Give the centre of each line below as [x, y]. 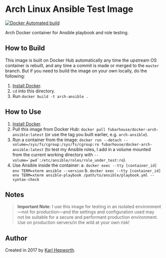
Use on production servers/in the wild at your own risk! [73, 223]
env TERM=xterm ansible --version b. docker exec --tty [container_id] [86, 171]
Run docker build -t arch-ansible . [50, 96]
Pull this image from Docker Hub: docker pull [59, 129]
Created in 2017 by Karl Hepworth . [40, 250]
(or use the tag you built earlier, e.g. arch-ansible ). [96, 134]
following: [15, 76]
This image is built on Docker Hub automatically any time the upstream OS [81, 60]
